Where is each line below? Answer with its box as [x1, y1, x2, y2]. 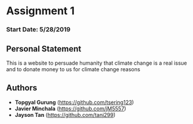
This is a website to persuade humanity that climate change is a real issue [6, 59, 188, 66]
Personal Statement [6, 43, 82, 54]
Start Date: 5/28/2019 [6, 26, 71, 34]
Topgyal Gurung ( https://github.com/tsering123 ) [14, 98, 134, 106]
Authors [6, 83, 38, 93]
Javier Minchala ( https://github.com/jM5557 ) [14, 105, 126, 112]
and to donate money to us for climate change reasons [6, 65, 141, 72]
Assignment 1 [6, 4, 75, 18]
